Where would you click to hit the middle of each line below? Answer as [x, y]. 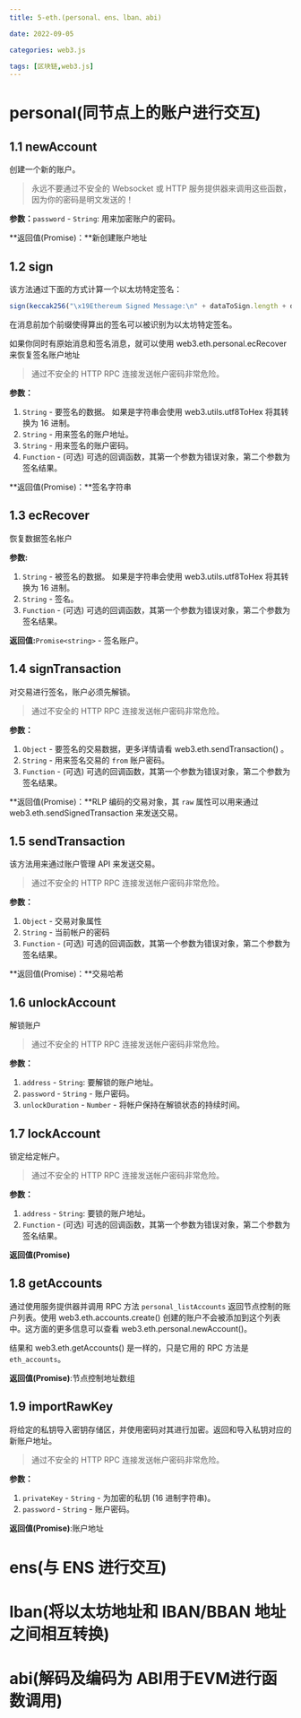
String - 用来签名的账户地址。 [78, 434]
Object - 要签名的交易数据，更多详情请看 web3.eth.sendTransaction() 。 [155, 748]
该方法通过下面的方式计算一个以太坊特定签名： [95, 289]
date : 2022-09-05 [42, 34]
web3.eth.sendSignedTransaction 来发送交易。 [96, 813]
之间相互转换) [60, 1634]
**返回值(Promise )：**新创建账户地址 [78, 237]
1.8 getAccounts [56, 1284]
